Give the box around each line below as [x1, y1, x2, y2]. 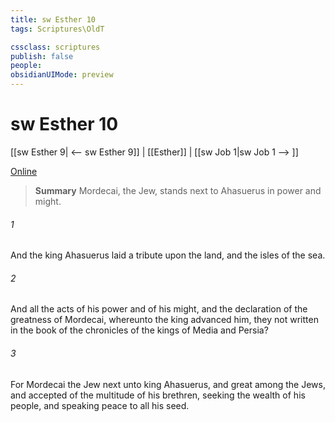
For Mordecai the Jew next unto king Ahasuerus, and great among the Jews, [10, 378, 326, 390]
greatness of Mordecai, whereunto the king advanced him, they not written [10, 314, 319, 326]
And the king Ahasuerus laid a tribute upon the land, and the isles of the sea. [10, 249, 326, 261]
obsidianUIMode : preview [10, 70, 114, 80]
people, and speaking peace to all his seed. [10, 399, 190, 411]
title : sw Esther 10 [10, 14, 97, 25]
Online [10, 165, 38, 177]
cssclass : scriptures [10, 42, 101, 52]
